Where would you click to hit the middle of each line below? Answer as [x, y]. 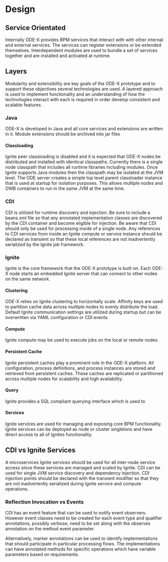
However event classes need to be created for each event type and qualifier [84, 518]
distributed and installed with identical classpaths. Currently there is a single [84, 162]
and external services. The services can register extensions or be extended [83, 45]
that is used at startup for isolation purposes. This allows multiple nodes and [84, 183]
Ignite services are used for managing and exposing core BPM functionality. [83, 424]
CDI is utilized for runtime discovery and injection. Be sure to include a [78, 212]
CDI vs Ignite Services [40, 450]
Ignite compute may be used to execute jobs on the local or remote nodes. [82, 340]
